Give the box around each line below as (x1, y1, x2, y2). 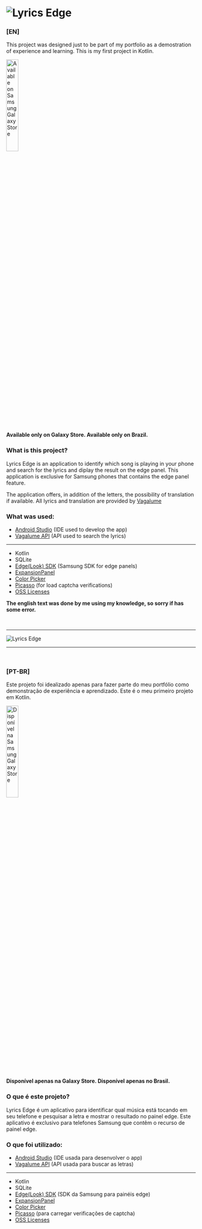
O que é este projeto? (6, 1092, 70, 1101)
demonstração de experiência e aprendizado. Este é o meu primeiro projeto (6, 687, 194, 695)
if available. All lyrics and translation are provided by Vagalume (6, 497, 162, 504)
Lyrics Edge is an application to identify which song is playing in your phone (6, 460, 194, 467)
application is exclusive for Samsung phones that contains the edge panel (6, 472, 189, 480)
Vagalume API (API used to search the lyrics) (14, 533, 126, 540)
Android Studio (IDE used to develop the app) (14, 526, 127, 533)
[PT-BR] (6, 667, 30, 675)
